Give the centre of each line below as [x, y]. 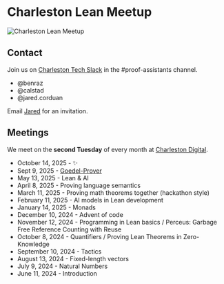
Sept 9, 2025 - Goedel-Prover [59, 171]
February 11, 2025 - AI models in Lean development [90, 200]
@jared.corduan [40, 97]
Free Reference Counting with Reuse [69, 229]
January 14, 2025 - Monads [57, 207]
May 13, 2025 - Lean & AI [53, 178]
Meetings [28, 133]
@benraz [30, 83]
